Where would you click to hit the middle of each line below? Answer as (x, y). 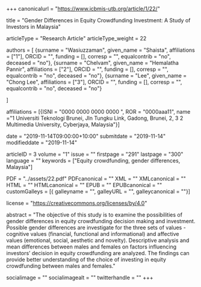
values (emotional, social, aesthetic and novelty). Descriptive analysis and (98, 240)
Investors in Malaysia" (34, 27)
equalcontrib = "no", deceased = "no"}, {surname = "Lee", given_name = (97, 76)
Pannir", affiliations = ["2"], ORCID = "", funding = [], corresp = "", (87, 69)
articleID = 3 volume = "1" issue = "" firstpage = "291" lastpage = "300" (95, 154)
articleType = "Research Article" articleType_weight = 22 (76, 38)
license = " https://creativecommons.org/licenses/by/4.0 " (77, 203)
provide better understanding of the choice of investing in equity (86, 259)
